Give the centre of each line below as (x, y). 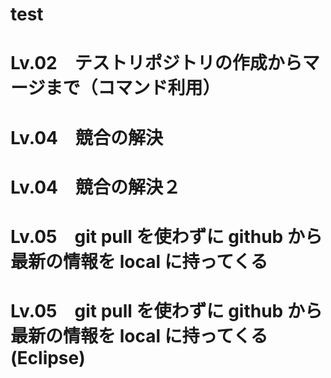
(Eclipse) (48, 358)
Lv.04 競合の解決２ (95, 187)
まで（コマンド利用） (132, 88)
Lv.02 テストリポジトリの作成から (156, 63)
